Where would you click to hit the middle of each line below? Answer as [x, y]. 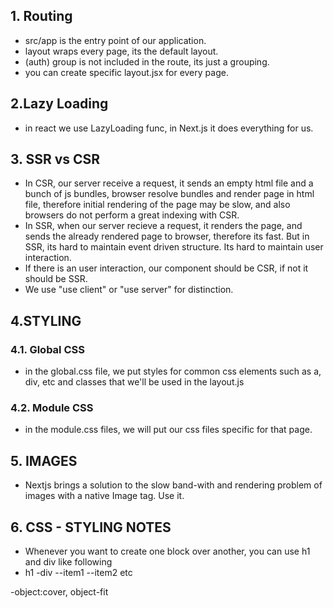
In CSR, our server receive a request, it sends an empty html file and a [169, 183]
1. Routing [41, 16]
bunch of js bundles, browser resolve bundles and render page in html [169, 194]
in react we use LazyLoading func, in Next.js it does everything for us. [169, 128]
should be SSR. [56, 279]
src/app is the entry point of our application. [115, 40]
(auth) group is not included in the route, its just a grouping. [147, 61]
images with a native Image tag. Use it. [104, 496]
